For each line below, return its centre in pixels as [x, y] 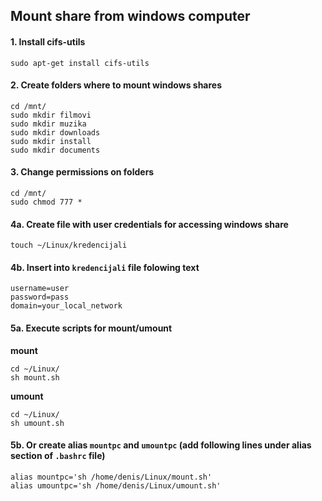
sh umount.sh [37, 423]
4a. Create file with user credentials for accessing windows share [149, 224]
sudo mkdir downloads [55, 132]
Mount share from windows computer [130, 16]
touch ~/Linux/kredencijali [69, 245]
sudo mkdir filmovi [51, 115]
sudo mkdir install [51, 141]
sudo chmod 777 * [46, 202]
